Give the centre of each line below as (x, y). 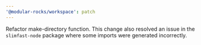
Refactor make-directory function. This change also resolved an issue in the (100, 29)
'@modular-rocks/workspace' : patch (51, 12)
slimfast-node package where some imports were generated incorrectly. (96, 35)
